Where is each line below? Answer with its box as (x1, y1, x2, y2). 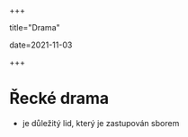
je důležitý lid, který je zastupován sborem (22, 117, 180, 128)
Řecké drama (9, 89, 110, 108)
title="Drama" (9, 22, 60, 32)
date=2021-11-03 (9, 39, 73, 50)
